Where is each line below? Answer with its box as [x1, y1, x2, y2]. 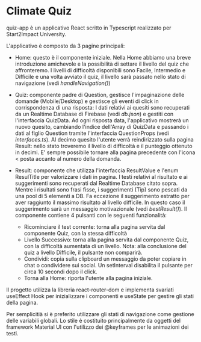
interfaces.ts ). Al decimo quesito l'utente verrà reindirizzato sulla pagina [14, 135, 194, 143]
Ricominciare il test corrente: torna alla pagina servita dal [23, 223, 165, 230]
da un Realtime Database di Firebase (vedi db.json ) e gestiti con [14, 110, 174, 117]
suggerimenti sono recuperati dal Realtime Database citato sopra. [14, 179, 178, 187]
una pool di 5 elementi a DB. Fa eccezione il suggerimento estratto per [14, 192, 190, 199]
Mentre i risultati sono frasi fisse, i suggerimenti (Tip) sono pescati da [14, 185, 188, 193]
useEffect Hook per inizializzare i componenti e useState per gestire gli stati [6, 292, 194, 299]
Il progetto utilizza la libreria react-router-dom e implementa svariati [6, 286, 175, 293]
